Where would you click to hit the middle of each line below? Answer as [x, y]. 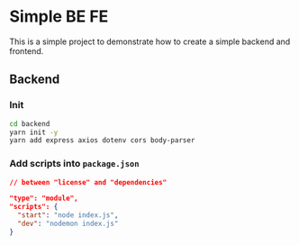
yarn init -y [34, 132]
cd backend [30, 123]
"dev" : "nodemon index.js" [68, 224]
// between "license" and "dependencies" [88, 182]
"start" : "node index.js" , [68, 215]
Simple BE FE [59, 17]
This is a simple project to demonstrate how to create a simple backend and [150, 41]
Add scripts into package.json [74, 164]
